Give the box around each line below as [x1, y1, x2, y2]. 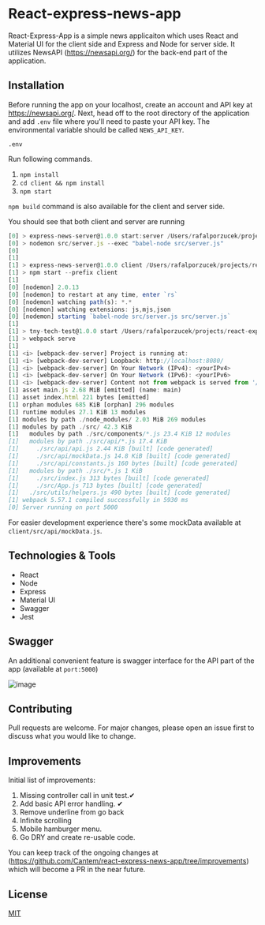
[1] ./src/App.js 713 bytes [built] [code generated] [8, 481, 203, 489]
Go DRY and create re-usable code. [19, 833, 136, 842]
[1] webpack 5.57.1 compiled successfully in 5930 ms [8, 496, 189, 504]
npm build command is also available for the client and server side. [8, 201, 225, 211]
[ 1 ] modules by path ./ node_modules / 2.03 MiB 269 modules [8, 415, 207, 423]
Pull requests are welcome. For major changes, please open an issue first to [8, 723, 255, 732]
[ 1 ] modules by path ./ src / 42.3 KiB [8, 423, 132, 431]
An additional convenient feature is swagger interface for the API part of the [8, 656, 255, 665]
